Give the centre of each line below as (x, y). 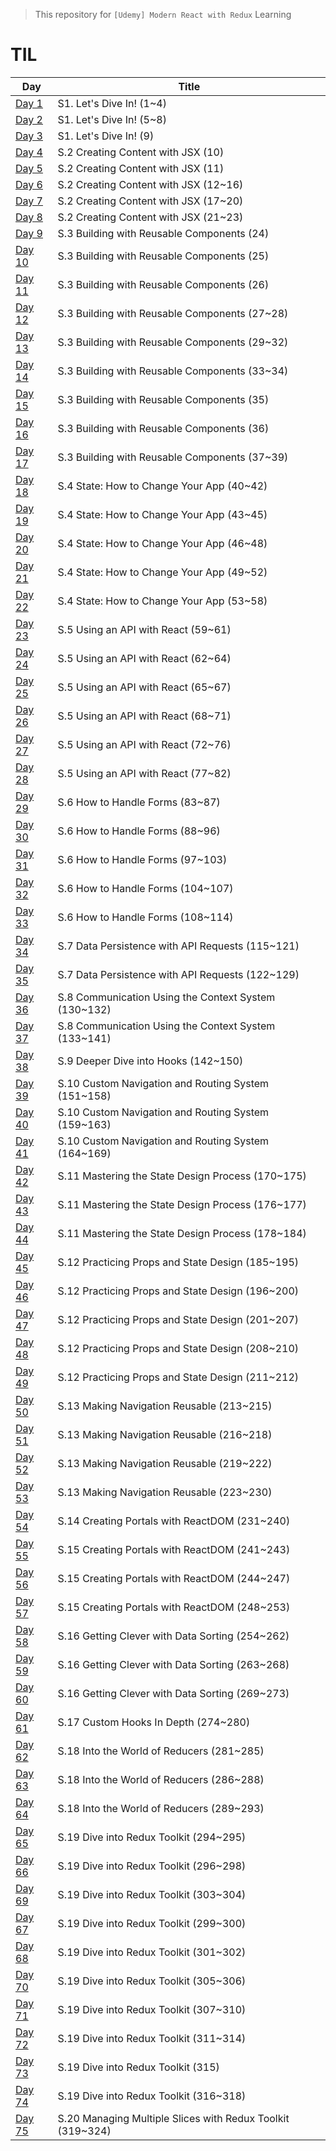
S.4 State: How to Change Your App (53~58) (162, 601)
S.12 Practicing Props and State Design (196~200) (178, 1291)
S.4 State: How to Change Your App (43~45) (162, 514)
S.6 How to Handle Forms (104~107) (145, 888)
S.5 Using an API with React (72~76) (144, 744)
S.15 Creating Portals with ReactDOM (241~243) (174, 1549)
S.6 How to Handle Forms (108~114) (145, 917)
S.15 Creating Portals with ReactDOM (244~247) (174, 1578)
